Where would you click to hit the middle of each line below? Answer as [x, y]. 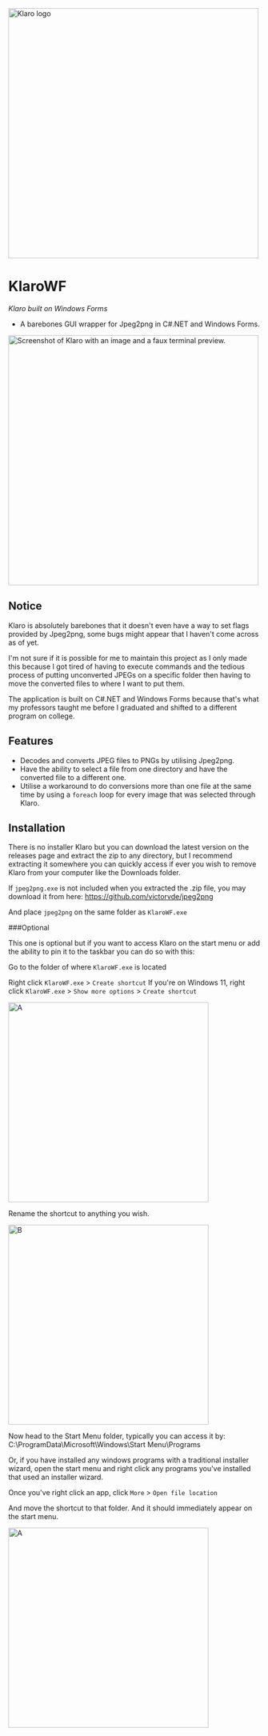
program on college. [42, 716]
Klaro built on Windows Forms [58, 308]
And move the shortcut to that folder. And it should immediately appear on [130, 1508]
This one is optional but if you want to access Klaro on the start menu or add [134, 943]
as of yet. [24, 642]
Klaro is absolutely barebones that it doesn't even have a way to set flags [129, 625]
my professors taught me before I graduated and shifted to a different [123, 707]
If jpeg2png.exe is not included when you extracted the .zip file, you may [127, 888]
